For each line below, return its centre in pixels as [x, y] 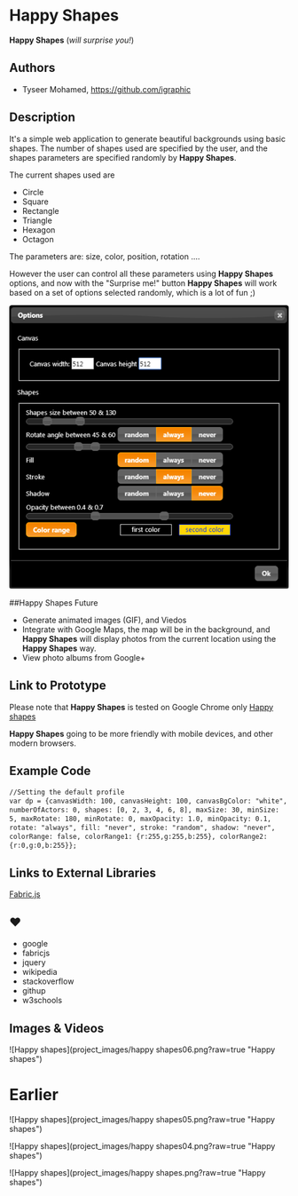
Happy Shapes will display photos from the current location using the [149, 638]
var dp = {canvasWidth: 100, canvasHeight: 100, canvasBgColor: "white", [149, 801]
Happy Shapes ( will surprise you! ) [72, 40]
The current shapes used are [62, 175]
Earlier [34, 1095]
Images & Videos [57, 1028]
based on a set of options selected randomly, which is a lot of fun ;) [132, 292]
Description [42, 118]
